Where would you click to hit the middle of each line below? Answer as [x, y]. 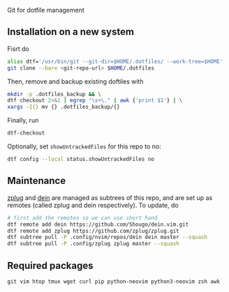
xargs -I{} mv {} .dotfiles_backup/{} [64, 107]
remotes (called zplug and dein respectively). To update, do [93, 205]
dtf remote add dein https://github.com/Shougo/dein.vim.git [98, 224]
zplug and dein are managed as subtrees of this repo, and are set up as [110, 197]
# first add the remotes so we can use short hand [82, 218]
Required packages [50, 265]
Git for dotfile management [46, 10]
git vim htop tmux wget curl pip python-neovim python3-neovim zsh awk [113, 282]
